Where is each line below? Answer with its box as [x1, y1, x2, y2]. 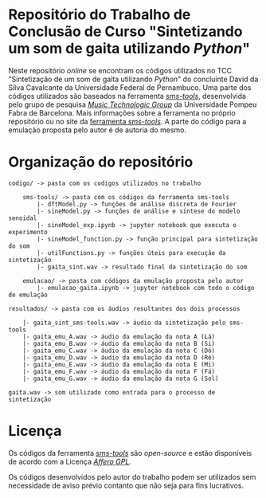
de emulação [8, 291, 48, 299]
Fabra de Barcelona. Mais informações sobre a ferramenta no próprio [8, 108, 237, 117]
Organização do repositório [8, 153, 194, 171]
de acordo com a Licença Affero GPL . [8, 457, 131, 466]
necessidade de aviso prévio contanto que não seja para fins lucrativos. [8, 480, 244, 490]
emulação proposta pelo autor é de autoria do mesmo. [8, 125, 187, 135]
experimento [8, 228, 48, 236]
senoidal [8, 214, 37, 222]
